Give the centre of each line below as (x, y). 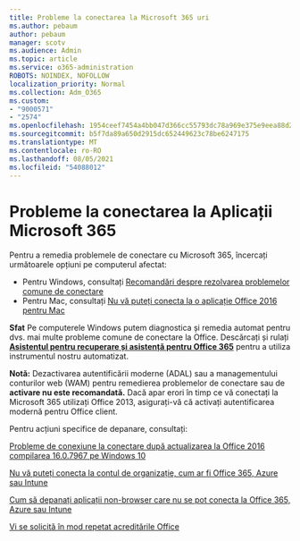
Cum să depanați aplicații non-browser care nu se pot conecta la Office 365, (150, 500)
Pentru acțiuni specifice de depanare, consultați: (98, 429)
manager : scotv (37, 42)
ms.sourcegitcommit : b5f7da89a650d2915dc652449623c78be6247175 (129, 134)
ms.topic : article (43, 59)
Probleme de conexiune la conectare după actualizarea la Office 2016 (137, 446)
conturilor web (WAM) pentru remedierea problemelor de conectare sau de (147, 383)
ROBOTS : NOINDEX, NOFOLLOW (59, 76)
